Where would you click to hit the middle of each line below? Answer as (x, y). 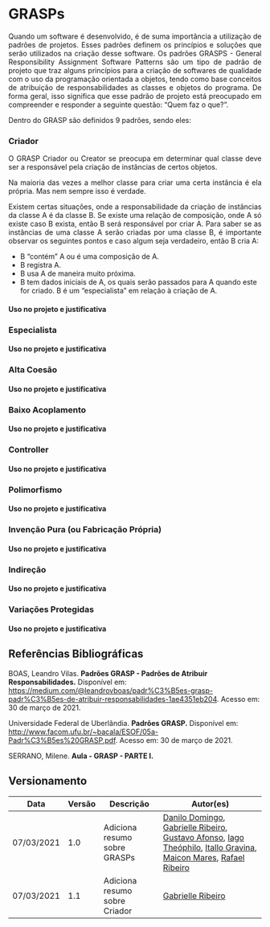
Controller (29, 449)
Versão (82, 803)
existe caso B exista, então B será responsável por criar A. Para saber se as (135, 224)
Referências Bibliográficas (76, 654)
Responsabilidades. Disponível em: (67, 682)
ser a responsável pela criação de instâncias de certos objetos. (113, 167)
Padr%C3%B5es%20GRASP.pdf (62, 740)
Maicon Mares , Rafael (204, 857)
